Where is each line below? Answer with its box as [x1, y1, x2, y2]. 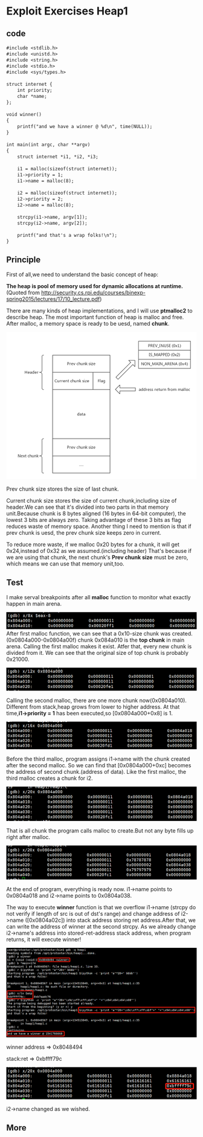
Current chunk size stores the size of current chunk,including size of [6, 497, 177, 504]
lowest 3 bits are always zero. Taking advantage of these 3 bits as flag [6, 516, 181, 523]
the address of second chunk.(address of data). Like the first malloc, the [6, 768, 186, 775]
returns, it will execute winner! [6, 935, 82, 943]
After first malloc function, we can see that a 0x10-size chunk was [6, 630, 171, 637]
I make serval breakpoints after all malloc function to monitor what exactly [6, 593, 192, 601]
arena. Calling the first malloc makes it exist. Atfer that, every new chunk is [6, 642, 192, 650]
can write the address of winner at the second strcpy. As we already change [6, 923, 196, 930]
